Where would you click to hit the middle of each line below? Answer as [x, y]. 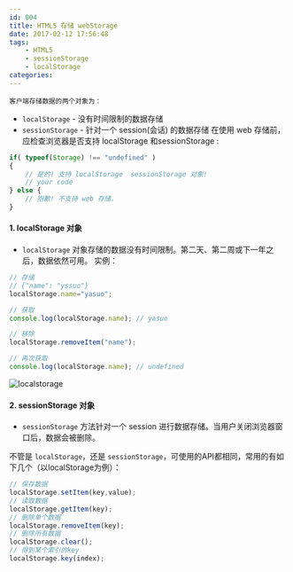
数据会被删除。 [73, 438]
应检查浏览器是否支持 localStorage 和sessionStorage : [120, 141]
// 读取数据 [29, 501]
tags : [19, 42]
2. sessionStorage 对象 [52, 405]
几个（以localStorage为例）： [69, 467]
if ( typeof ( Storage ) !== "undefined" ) [83, 157]
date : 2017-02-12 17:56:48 [59, 34]
